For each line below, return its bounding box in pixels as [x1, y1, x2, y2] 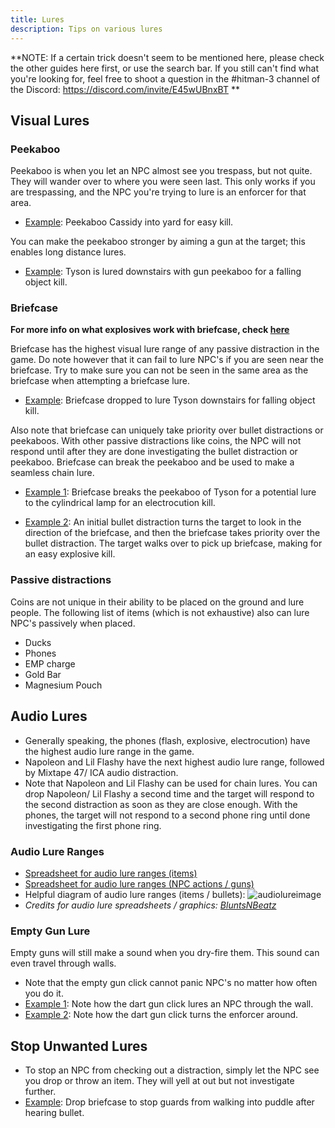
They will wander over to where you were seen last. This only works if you [10, 176, 316, 188]
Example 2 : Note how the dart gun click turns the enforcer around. [24, 1009, 299, 1021]
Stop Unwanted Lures [10, 1037, 148, 1055]
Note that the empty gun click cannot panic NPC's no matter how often [24, 977, 318, 989]
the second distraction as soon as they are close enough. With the [24, 798, 298, 810]
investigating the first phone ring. [24, 819, 162, 831]
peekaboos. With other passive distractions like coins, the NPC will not [10, 435, 302, 447]
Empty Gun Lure [10, 924, 91, 938]
